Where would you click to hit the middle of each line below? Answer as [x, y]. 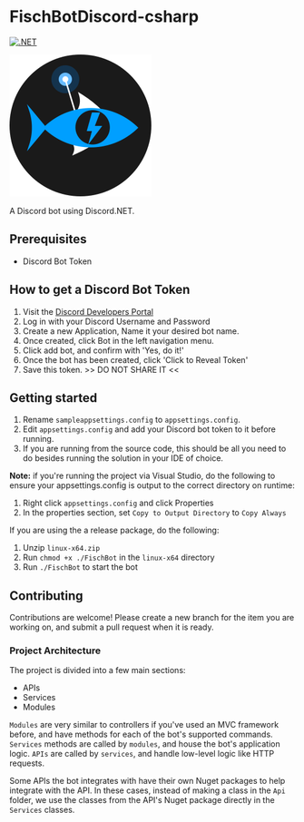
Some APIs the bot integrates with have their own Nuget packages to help [147, 781]
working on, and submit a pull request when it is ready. [112, 627]
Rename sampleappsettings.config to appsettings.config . [131, 420]
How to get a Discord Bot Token [100, 290]
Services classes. [42, 810]
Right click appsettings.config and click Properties [118, 503]
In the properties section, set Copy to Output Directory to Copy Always [154, 513]
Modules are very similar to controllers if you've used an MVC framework [144, 725]
